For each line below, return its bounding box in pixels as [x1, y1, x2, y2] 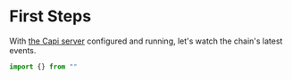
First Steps [9, 6, 92, 27]
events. [9, 44, 37, 55]
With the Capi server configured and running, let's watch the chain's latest [9, 36, 283, 46]
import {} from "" [9, 62, 78, 71]
